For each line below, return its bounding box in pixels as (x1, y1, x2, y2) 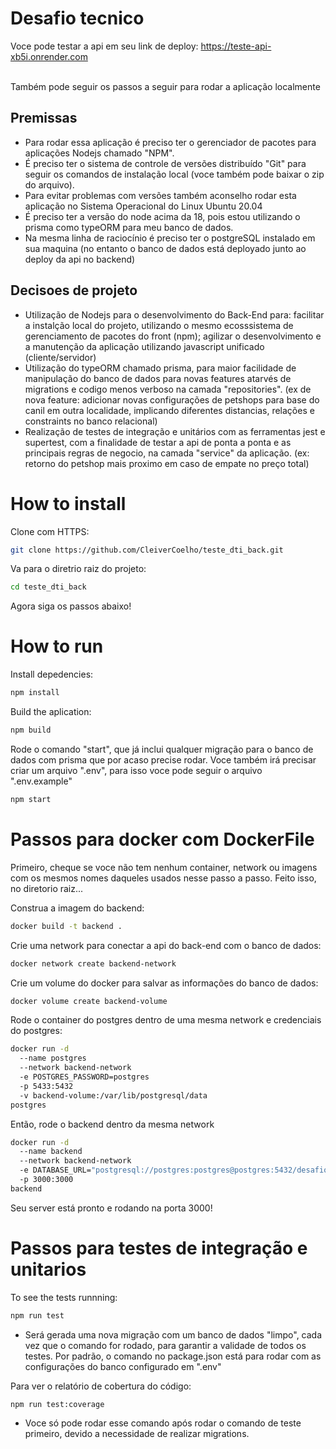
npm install (10, 688, 60, 698)
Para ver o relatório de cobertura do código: (10, 1380, 192, 1392)
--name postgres (19, 1053, 87, 1064)
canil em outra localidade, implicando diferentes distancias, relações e (24, 404, 315, 416)
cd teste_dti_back (10, 582, 87, 592)
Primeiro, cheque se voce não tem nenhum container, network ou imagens (10, 861, 318, 873)
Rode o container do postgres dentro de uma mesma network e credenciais (10, 1014, 322, 1026)
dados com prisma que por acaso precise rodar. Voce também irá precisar (10, 753, 317, 766)
